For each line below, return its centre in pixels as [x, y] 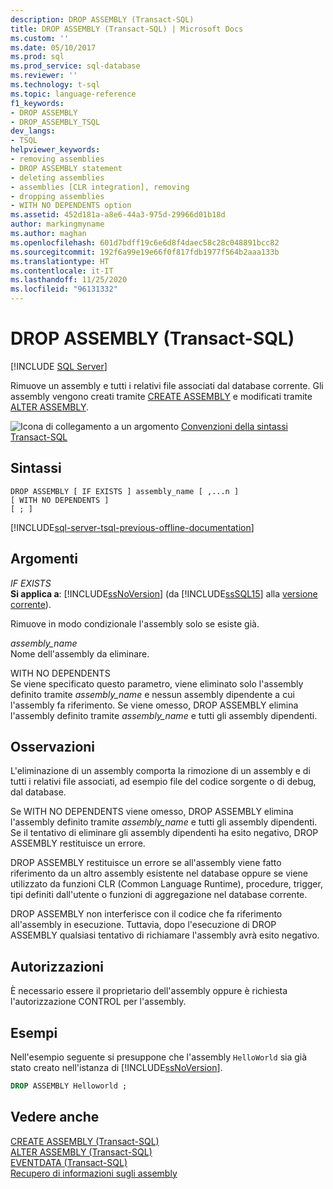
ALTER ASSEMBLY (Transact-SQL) [81, 1152]
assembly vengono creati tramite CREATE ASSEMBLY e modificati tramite [161, 396]
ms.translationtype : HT [60, 261]
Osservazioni [53, 746]
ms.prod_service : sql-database [75, 66]
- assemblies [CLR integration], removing [100, 187]
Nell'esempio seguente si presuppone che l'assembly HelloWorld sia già [159, 1057]
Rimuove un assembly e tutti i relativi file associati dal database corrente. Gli [167, 385]
